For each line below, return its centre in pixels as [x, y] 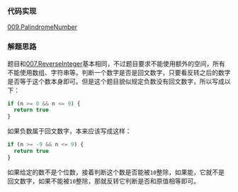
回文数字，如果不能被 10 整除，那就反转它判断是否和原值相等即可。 [104, 181]
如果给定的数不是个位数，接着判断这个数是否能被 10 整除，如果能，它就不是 [116, 172]
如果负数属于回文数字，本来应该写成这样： [69, 131]
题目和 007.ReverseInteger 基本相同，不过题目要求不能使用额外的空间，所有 [116, 63]
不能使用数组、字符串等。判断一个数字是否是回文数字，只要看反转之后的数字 [119, 72]
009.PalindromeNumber [42, 27]
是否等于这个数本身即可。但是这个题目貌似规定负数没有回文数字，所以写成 [116, 81]
